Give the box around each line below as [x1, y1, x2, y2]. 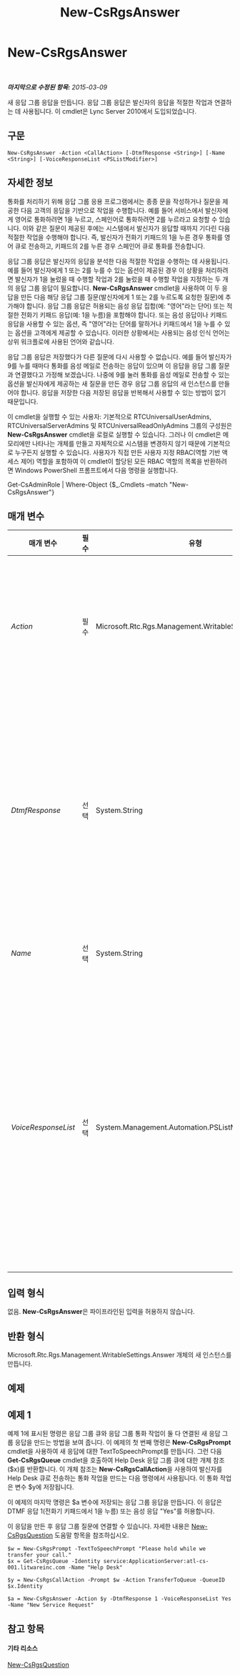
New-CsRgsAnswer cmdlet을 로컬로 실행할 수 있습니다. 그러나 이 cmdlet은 [7, 430, 221, 439]
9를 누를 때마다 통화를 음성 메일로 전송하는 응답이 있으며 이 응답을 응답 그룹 [7, 361, 217, 370]
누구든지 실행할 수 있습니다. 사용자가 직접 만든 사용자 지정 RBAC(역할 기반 [14, 448, 221, 457]
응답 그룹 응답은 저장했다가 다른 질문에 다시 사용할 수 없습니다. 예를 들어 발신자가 [7, 352, 232, 361]
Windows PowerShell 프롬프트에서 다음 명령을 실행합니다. [14, 466, 179, 474]
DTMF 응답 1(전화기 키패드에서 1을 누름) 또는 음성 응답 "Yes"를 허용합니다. [7, 1507, 215, 1515]
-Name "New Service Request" [7, 1602, 94, 1609]
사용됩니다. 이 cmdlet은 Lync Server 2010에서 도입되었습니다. [22, 106, 197, 115]
